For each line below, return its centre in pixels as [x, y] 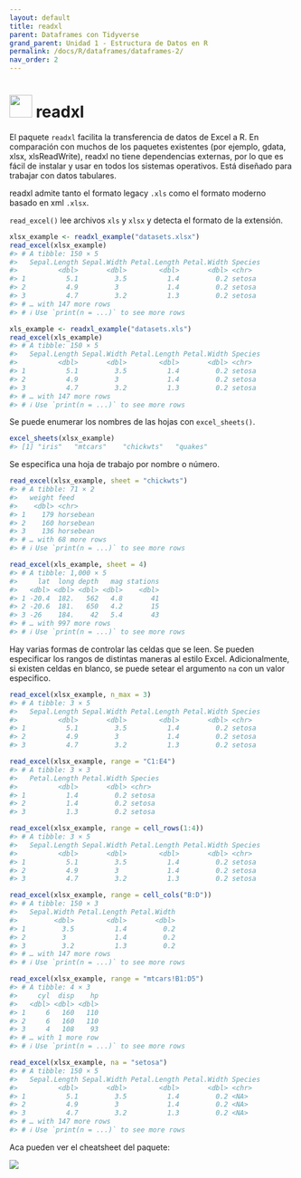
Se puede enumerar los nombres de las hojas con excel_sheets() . [132, 422]
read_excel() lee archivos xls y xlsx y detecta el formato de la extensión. [146, 220]
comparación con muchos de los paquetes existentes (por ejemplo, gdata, [148, 147]
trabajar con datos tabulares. [63, 175]
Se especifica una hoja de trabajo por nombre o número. [114, 464]
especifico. [30, 678]
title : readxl [36, 26]
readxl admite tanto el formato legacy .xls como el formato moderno [138, 193]
